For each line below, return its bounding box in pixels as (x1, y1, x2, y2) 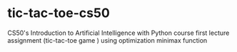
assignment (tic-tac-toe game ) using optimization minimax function (7, 36, 208, 44)
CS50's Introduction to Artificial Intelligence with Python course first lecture (7, 28, 230, 37)
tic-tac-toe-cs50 (7, 5, 111, 21)
